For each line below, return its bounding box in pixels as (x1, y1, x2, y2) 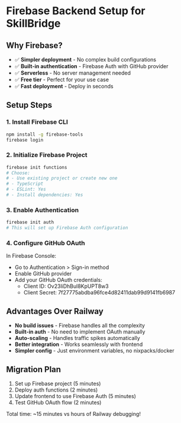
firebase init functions (6, 164, 67, 170)
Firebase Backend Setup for (6, 4, 146, 18)
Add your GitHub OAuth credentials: (14, 277, 102, 284)
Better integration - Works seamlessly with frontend (14, 341, 143, 348)
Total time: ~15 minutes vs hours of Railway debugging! (6, 410, 141, 417)
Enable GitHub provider (14, 270, 72, 277)
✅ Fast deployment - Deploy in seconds (14, 83, 114, 89)
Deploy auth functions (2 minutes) (14, 386, 98, 393)
